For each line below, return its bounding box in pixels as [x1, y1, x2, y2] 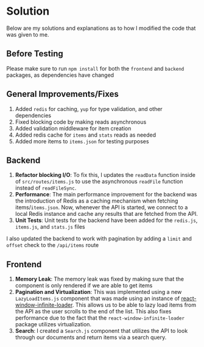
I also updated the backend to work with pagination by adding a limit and [6, 235, 192, 242]
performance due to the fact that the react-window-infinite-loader [15, 314, 185, 321]
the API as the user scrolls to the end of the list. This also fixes [15, 308, 172, 315]
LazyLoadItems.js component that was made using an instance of [15, 295, 180, 302]
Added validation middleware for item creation [15, 124, 132, 132]
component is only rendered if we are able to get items [15, 282, 153, 289]
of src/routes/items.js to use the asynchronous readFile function [15, 178, 183, 185]
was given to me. [6, 30, 49, 38]
